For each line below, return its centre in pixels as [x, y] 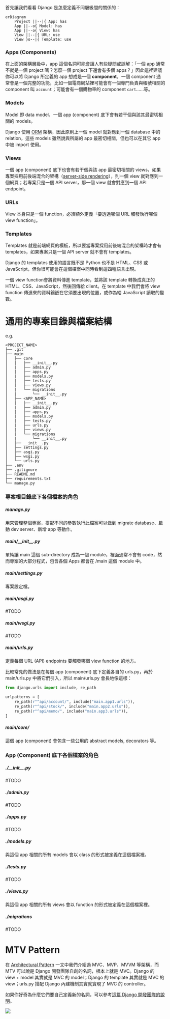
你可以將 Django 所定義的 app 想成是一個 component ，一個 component [80, 77]
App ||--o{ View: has [37, 31]
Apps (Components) [31, 52]
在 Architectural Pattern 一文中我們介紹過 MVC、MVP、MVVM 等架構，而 [82, 965]
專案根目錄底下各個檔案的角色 [42, 497]
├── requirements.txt [28, 479]
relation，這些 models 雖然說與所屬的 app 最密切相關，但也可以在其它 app [83, 138]
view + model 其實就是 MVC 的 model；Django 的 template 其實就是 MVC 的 [85, 978]
